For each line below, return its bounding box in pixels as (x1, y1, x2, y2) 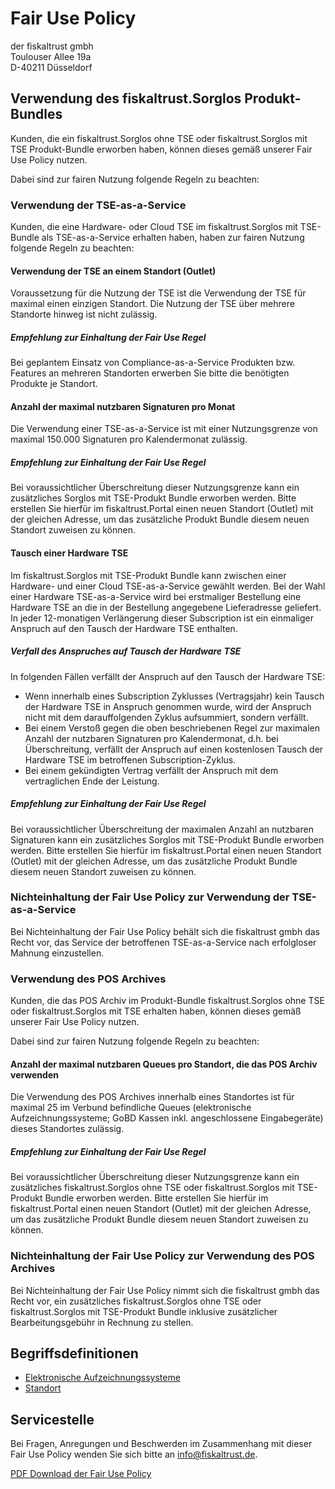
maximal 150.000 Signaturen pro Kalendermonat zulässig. (10, 433, 248, 446)
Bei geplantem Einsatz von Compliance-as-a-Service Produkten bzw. (10, 357, 296, 369)
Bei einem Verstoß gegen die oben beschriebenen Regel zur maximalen (24, 722, 321, 734)
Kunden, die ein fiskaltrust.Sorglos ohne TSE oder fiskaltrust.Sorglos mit (10, 132, 308, 144)
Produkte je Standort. (10, 378, 98, 390)
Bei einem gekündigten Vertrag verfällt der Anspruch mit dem (24, 764, 279, 776)
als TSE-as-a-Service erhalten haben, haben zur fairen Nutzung (41, 232, 305, 244)
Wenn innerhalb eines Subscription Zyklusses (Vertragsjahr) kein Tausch (24, 690, 325, 702)
